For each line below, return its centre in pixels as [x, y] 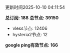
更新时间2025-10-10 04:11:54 [35, 7]
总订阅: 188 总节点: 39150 [32, 18]
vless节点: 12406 [30, 28]
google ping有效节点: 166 [32, 45]
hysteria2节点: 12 [30, 34]
